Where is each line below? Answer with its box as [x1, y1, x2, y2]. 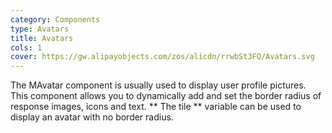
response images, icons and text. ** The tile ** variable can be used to [10, 101, 302, 113]
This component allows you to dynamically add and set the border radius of [10, 90, 322, 102]
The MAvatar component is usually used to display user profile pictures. [10, 79, 307, 91]
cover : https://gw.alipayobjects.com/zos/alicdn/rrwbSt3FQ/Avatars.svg [10, 52, 315, 62]
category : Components [10, 14, 101, 25]
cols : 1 [10, 42, 43, 53]
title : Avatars [10, 33, 74, 43]
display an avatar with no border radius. [10, 111, 174, 123]
